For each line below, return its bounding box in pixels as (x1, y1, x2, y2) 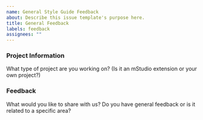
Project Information (6, 52, 65, 60)
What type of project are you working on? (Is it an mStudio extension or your (6, 65, 198, 73)
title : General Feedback (6, 20, 69, 26)
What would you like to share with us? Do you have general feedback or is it (6, 101, 196, 108)
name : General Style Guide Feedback (6, 8, 99, 15)
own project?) (6, 72, 41, 79)
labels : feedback (6, 25, 50, 32)
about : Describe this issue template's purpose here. (6, 15, 145, 21)
